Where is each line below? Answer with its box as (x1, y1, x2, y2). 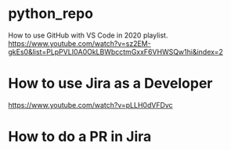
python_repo (8, 5, 94, 23)
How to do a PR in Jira (8, 128, 152, 145)
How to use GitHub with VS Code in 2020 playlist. (8, 30, 168, 40)
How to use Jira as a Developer (8, 75, 213, 92)
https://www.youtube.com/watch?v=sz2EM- (8, 38, 151, 48)
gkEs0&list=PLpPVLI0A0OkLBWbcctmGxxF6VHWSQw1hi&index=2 (8, 47, 223, 56)
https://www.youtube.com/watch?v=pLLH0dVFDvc (8, 100, 174, 109)
